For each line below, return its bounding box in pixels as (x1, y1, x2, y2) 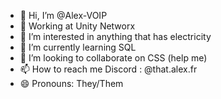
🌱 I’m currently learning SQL (19, 41, 137, 53)
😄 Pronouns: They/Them (19, 78, 124, 89)
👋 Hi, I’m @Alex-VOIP (19, 10, 108, 21)
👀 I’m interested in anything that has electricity (19, 31, 212, 42)
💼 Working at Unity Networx (19, 20, 136, 32)
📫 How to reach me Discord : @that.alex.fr (19, 63, 198, 75)
